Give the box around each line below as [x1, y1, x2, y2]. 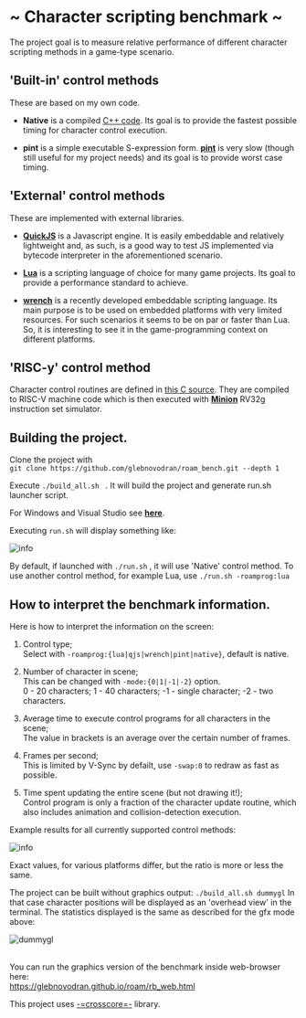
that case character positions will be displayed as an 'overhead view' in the [9, 897, 292, 907]
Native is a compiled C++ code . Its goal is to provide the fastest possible [22, 114, 298, 125]
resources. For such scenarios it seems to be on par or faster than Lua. [22, 313, 290, 325]
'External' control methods [9, 188, 166, 204]
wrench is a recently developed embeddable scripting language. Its [22, 294, 278, 305]
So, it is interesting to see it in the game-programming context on [22, 323, 269, 334]
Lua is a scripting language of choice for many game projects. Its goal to [22, 267, 296, 278]
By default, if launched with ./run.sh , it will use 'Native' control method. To [9, 560, 294, 572]
